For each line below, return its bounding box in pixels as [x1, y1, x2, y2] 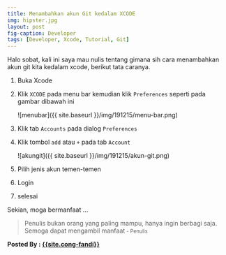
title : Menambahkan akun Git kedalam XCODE [7, 10, 136, 17]
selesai [17, 192, 38, 201]
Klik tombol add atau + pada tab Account [17, 138, 131, 147]
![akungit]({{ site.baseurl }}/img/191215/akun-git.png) [17, 152, 169, 160]
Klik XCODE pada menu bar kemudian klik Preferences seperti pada [17, 90, 206, 99]
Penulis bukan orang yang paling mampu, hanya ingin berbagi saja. [24, 219, 218, 228]
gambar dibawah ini [17, 97, 75, 105]
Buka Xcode [17, 76, 52, 85]
